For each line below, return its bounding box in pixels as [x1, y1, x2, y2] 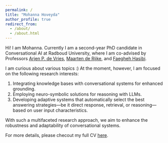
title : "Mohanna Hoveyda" [5, 12, 60, 17]
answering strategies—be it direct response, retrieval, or [12, 102, 131, 108]
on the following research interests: [5, 71, 79, 76]
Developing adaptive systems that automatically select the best [12, 97, 145, 103]
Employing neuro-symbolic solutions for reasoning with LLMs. [12, 91, 142, 97]
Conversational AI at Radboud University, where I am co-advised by [5, 50, 147, 56]
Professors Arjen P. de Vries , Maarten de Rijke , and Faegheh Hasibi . [5, 56, 147, 61]
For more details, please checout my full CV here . [5, 132, 109, 138]
